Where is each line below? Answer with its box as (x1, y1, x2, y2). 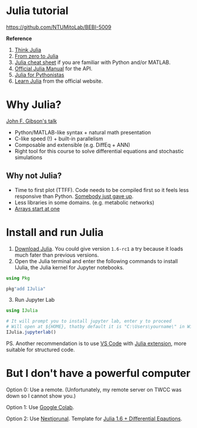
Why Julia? (6, 98, 62, 112)
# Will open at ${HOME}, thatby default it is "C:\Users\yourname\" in (6, 324, 185, 330)
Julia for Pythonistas (14, 71, 64, 78)
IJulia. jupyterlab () (6, 329, 57, 335)
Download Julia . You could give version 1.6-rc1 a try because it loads (14, 245, 184, 252)
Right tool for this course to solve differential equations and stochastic (14, 147, 184, 154)
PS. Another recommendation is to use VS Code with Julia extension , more (6, 339, 186, 347)
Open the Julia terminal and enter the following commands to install (14, 257, 178, 265)
